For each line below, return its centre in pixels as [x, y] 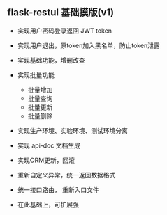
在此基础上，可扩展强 [48, 205]
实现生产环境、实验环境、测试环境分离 [72, 130]
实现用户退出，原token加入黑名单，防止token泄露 [89, 45]
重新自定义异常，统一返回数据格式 [66, 175]
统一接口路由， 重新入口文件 [58, 189]
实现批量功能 [36, 74]
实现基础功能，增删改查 [51, 60]
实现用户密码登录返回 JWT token [65, 31]
